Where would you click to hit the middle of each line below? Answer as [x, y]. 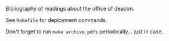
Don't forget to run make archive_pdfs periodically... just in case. [84, 31]
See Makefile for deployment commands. [56, 20]
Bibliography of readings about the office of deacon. [70, 9]
